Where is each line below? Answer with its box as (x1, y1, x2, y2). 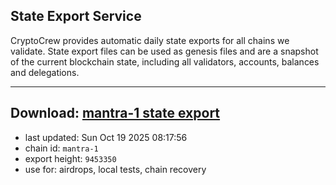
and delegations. (10, 66, 80, 78)
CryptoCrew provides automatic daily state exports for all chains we (10, 34, 290, 46)
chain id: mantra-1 (24, 142, 99, 154)
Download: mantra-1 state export (10, 105, 221, 122)
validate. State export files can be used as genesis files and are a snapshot (10, 45, 319, 57)
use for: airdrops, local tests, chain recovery (24, 163, 207, 175)
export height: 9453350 (24, 152, 117, 164)
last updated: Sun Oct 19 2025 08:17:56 (24, 131, 188, 143)
